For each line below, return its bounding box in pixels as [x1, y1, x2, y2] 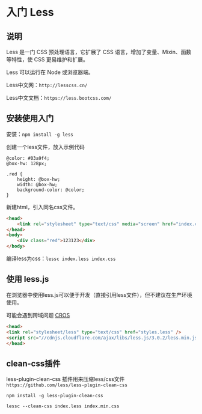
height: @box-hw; [17, 176, 61, 182]
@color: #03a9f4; [6, 155, 50, 161]
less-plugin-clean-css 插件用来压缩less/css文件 [6, 376, 125, 383]
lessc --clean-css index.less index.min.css [6, 403, 120, 409]
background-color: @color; [17, 187, 85, 193]
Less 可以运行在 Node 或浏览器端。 [6, 68, 94, 76]
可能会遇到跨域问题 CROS [6, 311, 70, 318]
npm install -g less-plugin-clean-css [6, 393, 103, 399]
